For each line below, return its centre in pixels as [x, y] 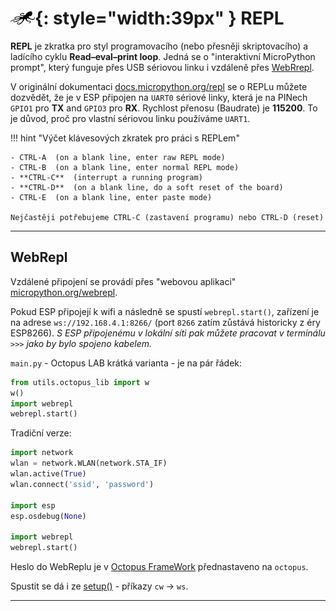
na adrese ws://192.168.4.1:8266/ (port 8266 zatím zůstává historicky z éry [165, 322]
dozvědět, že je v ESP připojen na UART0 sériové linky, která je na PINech [159, 97]
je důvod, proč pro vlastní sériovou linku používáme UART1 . [130, 118]
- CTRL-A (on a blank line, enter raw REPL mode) [118, 157]
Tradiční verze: [41, 433]
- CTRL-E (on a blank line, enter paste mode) [111, 197]
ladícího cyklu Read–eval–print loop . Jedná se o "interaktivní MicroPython [163, 56]
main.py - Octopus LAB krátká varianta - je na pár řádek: [126, 363]
